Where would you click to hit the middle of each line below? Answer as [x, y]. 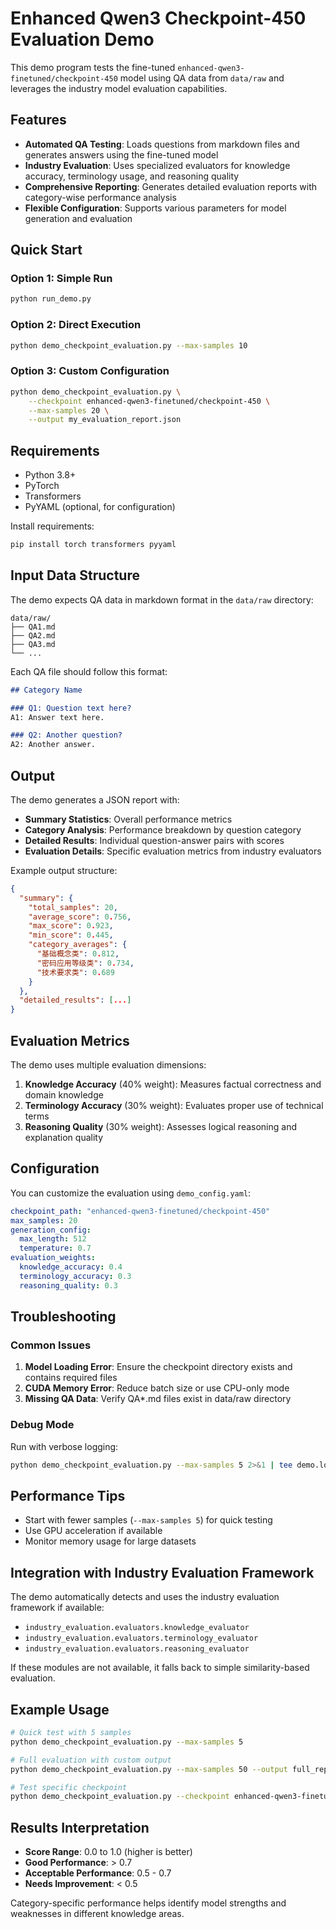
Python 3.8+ [50, 475]
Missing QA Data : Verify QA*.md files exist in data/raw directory [158, 1399]
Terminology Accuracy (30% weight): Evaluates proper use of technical [174, 1106]
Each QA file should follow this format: [89, 671]
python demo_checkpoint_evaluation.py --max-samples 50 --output [149, 1769]
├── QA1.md [33, 627]
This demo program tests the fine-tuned [93, 67]
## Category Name [46, 690]
